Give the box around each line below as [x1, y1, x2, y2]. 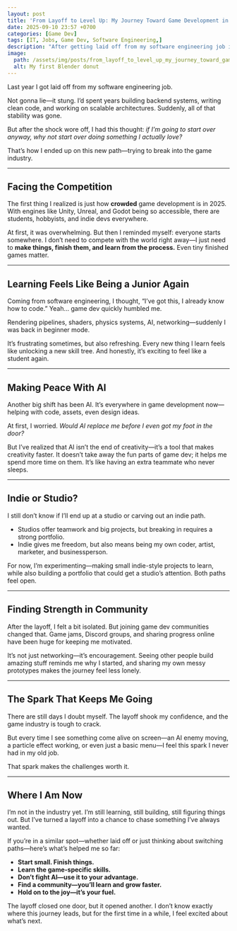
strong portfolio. [17, 532, 65, 541]
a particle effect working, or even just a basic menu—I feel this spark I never [7, 741, 229, 749]
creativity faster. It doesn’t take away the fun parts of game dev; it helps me [7, 450, 227, 459]
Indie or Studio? [7, 493, 78, 505]
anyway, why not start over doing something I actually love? [7, 132, 183, 141]
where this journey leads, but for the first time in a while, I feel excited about [7, 909, 228, 918]
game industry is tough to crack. [7, 719, 102, 728]
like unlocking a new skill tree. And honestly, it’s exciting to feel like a [7, 347, 207, 355]
